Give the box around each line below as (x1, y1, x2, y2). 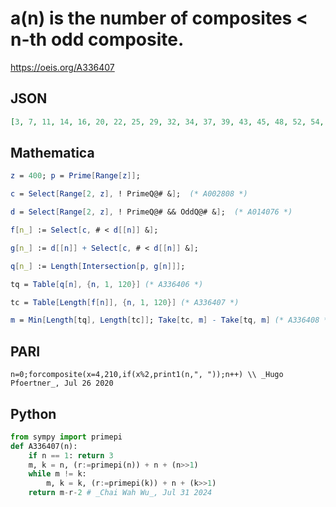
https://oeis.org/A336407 (10, 61, 115, 73)
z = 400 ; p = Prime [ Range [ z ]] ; (10, 171, 141, 181)
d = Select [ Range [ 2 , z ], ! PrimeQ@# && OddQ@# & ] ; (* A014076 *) (10, 207, 293, 217)
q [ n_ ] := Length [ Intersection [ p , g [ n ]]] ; (10, 261, 186, 271)
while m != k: (28, 469, 87, 479)
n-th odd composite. (10, 28, 185, 51)
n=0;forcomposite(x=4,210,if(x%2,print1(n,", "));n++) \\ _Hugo (10, 370, 284, 380)
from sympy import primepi (10, 432, 123, 442)
